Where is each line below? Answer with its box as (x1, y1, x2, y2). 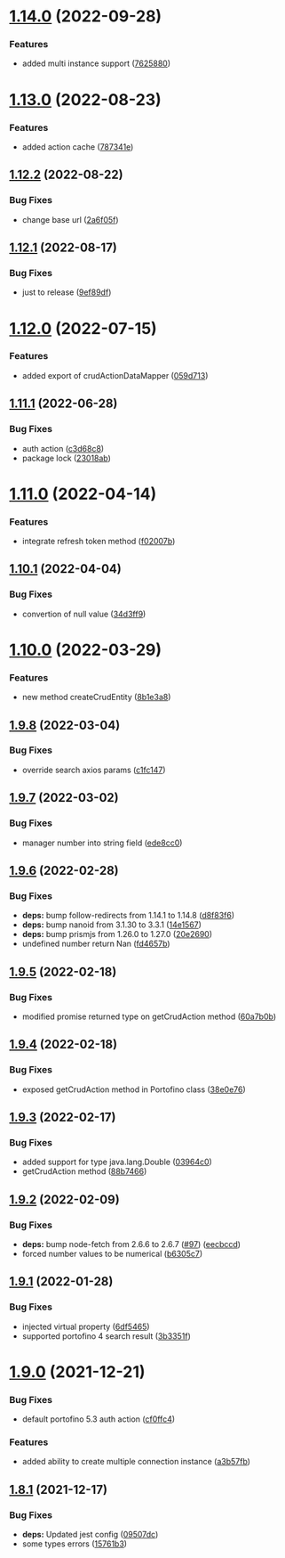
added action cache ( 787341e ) (21, 141, 134, 152)
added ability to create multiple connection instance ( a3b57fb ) (21, 1456, 251, 1467)
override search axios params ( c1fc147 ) (21, 764, 166, 775)
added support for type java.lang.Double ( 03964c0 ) (21, 1156, 213, 1168)
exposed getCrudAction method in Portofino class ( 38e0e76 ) (21, 1084, 246, 1095)
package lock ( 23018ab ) (21, 453, 111, 463)
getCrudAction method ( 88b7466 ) (21, 1166, 147, 1177)
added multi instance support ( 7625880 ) (21, 58, 171, 69)
